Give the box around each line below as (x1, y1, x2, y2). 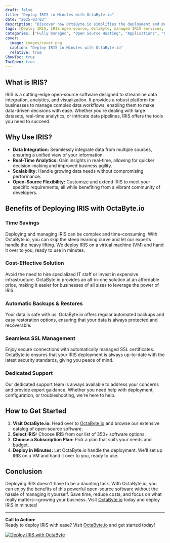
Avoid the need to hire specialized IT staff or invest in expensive (5, 271, 139, 277)
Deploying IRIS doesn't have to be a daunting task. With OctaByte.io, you (5, 481, 157, 487)
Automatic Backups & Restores (5, 300, 83, 307)
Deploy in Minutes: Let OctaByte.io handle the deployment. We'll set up (12, 447, 163, 453)
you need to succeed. (5, 119, 51, 125)
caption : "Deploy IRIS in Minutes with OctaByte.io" (10, 45, 123, 50)
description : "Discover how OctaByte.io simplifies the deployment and (5, 21, 159, 27)
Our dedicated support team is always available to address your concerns (5, 381, 159, 387)
